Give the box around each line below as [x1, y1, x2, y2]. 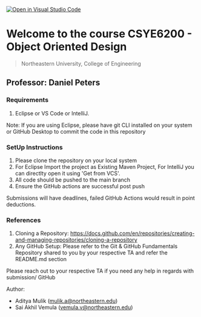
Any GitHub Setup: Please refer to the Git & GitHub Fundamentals [15, 243, 178, 250]
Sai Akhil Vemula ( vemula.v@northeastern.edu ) [15, 304, 133, 311]
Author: [6, 285, 25, 293]
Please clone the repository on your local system [15, 157, 137, 164]
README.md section [15, 256, 67, 263]
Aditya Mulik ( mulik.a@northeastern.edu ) [15, 298, 118, 305]
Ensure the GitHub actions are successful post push [15, 182, 145, 189]
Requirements [6, 96, 49, 104]
